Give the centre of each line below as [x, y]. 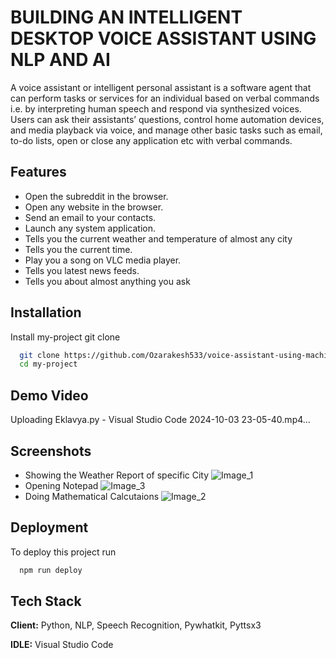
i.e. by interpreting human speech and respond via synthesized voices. [156, 108]
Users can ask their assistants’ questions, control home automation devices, [167, 119]
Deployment [49, 527]
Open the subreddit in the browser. [96, 196]
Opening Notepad [61, 485]
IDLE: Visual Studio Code [62, 645]
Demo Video [49, 395]
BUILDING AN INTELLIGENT [126, 17]
